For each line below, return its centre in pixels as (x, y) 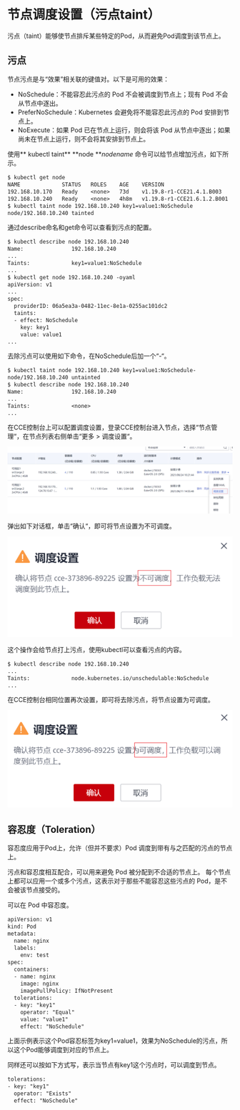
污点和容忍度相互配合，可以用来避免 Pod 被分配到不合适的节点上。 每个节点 (119, 872)
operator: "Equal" (47, 1012)
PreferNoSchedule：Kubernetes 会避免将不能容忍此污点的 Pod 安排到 (120, 112)
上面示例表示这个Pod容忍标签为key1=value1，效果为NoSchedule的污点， (114, 1041)
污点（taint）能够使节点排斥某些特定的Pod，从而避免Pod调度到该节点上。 (116, 36)
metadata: (22, 934)
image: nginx (40, 984)
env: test (35, 955)
